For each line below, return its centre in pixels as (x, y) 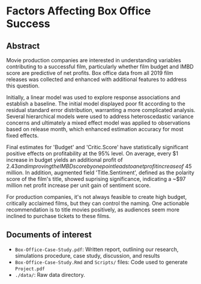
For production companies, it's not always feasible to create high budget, (97, 197)
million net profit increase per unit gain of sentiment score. (79, 185)
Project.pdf (30, 269)
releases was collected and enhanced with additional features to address (97, 79)
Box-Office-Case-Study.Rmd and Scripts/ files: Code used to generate (101, 262)
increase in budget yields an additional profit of (64, 160)
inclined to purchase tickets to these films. (58, 216)
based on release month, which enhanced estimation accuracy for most (95, 129)
